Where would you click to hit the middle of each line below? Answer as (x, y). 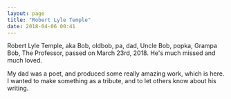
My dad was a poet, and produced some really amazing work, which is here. (116, 74)
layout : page (26, 13)
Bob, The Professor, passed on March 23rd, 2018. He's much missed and (111, 53)
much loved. (25, 60)
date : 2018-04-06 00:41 (41, 26)
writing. (18, 88)
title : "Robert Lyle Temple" (49, 20)
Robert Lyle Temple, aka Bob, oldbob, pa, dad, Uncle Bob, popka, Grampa (112, 46)
